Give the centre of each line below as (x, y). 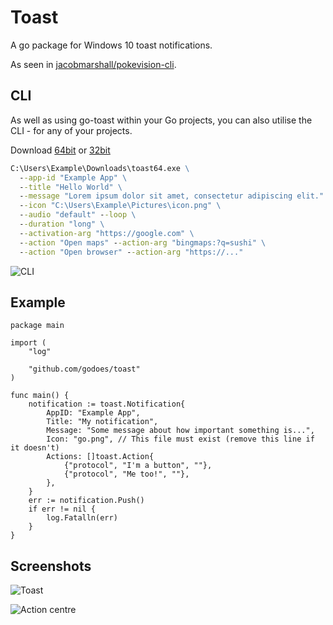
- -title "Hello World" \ (71, 187)
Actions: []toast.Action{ (100, 457)
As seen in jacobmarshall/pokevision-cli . (93, 64)
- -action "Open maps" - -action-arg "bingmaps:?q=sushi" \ (143, 242)
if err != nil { (62, 509)
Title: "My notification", (102, 422)
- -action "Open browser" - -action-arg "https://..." (131, 252)
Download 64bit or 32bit (60, 150)
